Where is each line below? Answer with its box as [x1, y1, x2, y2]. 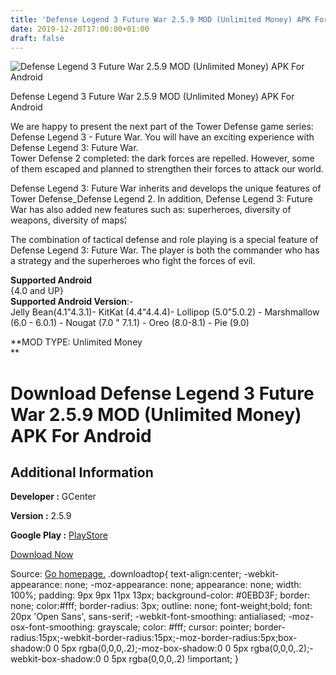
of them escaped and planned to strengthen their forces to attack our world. [10, 163, 324, 175]
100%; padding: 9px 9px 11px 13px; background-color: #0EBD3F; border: [10, 589, 311, 601]
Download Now [10, 549, 74, 561]
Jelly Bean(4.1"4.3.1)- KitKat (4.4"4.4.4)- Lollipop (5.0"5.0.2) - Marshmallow [10, 306, 320, 318]
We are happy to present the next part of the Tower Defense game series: [10, 121, 314, 133]
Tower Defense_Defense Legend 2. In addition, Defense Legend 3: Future [10, 193, 313, 205]
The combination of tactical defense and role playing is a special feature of [10, 234, 319, 246]
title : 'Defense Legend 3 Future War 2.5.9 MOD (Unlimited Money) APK [10, 14, 311, 25]
